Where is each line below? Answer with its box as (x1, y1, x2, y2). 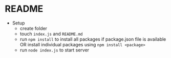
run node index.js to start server (19, 47, 90, 53)
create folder (19, 25, 47, 31)
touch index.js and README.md (19, 31, 83, 37)
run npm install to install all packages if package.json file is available (19, 36, 166, 42)
